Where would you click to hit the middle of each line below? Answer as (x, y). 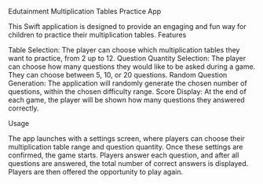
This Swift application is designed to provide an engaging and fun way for (128, 26)
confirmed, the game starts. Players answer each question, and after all (124, 155)
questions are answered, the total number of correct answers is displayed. (128, 163)
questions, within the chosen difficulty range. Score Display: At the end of (128, 92)
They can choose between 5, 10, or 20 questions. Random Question (118, 75)
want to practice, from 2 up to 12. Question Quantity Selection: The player (127, 58)
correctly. (24, 108)
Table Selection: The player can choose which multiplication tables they (124, 50)
